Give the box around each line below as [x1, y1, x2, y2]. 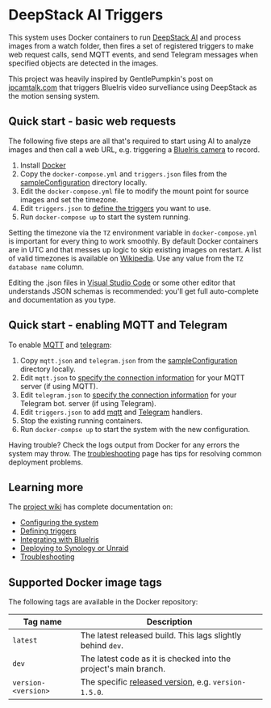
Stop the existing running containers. [19, 415, 144, 426]
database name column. [8, 261, 85, 272]
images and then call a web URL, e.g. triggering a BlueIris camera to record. [8, 144, 261, 155]
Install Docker [19, 160, 66, 170]
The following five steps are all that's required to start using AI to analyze [8, 136, 252, 146]
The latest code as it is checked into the [80, 653, 231, 664]
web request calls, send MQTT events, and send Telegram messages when [8, 49, 258, 59]
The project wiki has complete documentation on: [8, 502, 173, 511]
